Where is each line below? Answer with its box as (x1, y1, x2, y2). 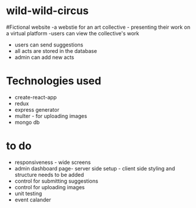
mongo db (14, 119, 40, 126)
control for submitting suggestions (14, 177, 98, 184)
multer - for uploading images (14, 112, 87, 119)
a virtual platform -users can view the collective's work (6, 29, 139, 36)
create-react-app (14, 93, 57, 100)
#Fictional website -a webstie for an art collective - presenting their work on (6, 24, 191, 31)
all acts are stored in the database (14, 47, 97, 54)
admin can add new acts (14, 53, 75, 61)
